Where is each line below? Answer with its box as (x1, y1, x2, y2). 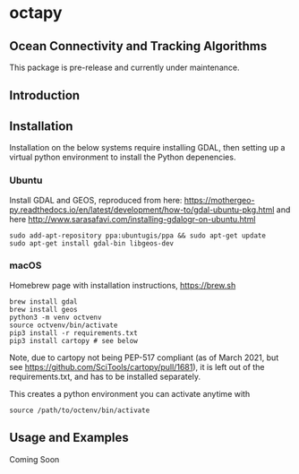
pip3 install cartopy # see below (9, 336, 139, 345)
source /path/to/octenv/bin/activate (9, 406, 150, 415)
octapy (9, 3, 63, 23)
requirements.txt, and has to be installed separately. (9, 371, 201, 382)
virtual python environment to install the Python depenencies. (9, 151, 236, 163)
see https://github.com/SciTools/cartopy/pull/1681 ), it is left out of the (9, 361, 265, 372)
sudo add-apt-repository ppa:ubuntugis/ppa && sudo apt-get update (9, 231, 267, 240)
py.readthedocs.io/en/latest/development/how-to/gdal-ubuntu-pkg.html (9, 204, 275, 215)
